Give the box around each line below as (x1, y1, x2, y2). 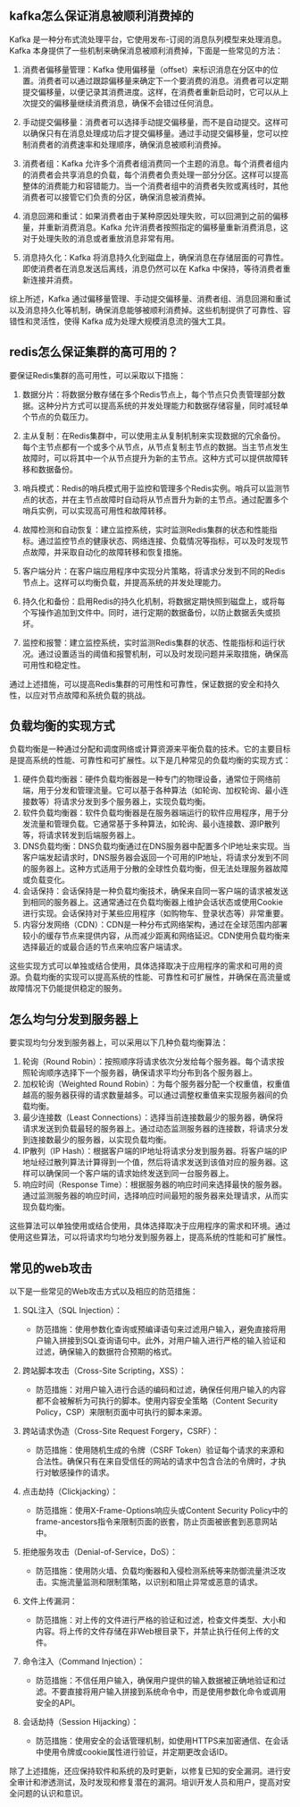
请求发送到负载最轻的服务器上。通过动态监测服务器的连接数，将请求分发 (21, 1124, 288, 1134)
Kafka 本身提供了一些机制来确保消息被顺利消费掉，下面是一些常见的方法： (9, 45, 283, 55)
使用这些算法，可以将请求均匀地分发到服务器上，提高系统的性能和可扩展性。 (9, 1232, 291, 1243)
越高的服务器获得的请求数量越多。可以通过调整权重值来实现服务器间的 (21, 1090, 281, 1100)
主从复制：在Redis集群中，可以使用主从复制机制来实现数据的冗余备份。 (21, 430, 286, 441)
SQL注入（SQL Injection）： (21, 1305, 123, 1316)
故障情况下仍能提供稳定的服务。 (9, 983, 127, 994)
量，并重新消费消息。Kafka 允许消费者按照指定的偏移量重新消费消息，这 (21, 222, 288, 233)
